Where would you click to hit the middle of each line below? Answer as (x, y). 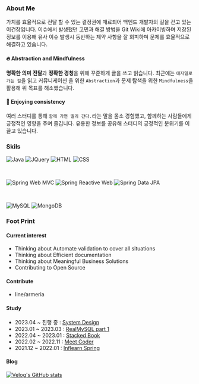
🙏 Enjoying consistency (36, 102)
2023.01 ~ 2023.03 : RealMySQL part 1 (62, 329)
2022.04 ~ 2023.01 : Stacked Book (57, 335)
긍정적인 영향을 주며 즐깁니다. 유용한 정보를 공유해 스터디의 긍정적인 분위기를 (95, 123)
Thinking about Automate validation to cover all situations (85, 249)
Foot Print (21, 221)
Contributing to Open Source (50, 268)
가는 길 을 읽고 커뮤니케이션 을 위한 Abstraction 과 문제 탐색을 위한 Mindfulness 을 (100, 80)
